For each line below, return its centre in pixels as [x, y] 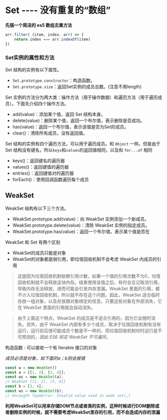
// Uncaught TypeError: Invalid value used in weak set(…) [68, 395]
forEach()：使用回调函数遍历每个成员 [50, 179]
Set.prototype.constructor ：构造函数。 [53, 80]
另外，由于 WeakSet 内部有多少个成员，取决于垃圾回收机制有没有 [94, 324]
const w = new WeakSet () [31, 368]
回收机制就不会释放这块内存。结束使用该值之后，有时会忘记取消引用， [90, 282]
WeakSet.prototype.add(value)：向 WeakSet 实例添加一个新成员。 [80, 219]
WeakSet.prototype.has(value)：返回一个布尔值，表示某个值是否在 [81, 231]
